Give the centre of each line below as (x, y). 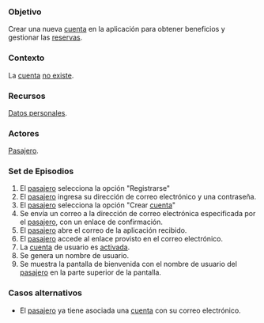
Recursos (27, 96)
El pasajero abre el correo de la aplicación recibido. (103, 230)
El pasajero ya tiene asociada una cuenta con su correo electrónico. (130, 310)
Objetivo (25, 12)
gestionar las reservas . (45, 37)
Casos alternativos (45, 293)
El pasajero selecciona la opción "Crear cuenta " (98, 205)
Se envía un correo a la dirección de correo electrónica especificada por (138, 214)
